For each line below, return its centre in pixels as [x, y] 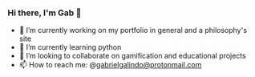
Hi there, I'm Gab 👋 [45, 13]
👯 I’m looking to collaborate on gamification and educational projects [132, 56]
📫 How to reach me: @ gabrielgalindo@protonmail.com [110, 65]
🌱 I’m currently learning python [70, 47]
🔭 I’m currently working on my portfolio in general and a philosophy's [133, 30]
